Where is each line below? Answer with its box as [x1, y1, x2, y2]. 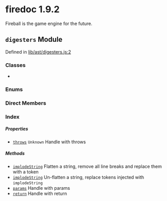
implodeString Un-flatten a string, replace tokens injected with [12, 174, 145, 180]
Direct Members [5, 99, 46, 107]
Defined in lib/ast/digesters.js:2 [5, 48, 71, 55]
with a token [12, 168, 39, 174]
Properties [5, 126, 29, 132]
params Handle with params [12, 185, 70, 191]
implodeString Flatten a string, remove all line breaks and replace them [12, 163, 162, 169]
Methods [5, 150, 25, 157]
